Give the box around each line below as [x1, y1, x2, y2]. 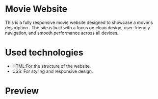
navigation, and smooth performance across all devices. [5, 30, 119, 36]
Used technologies [5, 47, 83, 58]
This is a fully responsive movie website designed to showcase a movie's [5, 20, 153, 25]
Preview [5, 85, 39, 97]
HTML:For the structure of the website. [12, 63, 91, 69]
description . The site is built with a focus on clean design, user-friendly [5, 24, 151, 30]
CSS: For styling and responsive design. [12, 68, 93, 74]
